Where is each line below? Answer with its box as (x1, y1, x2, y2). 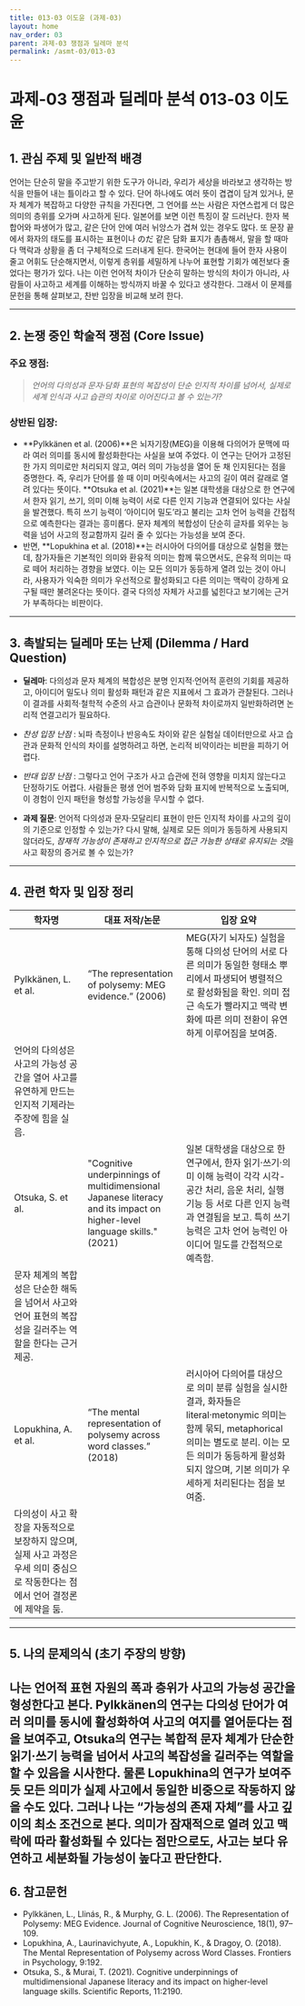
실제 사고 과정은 (14, 1548, 78, 1561)
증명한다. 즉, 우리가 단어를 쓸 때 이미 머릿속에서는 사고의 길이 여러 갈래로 (22, 473, 280, 484)
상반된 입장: (9, 415, 58, 428)
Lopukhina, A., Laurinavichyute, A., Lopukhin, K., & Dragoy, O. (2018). (22, 1938, 281, 1949)
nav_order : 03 (9, 30, 64, 39)
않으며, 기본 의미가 (204, 1462, 280, 1475)
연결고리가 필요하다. (39, 709, 111, 720)
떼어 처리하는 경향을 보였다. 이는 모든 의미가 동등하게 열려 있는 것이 (32, 564, 270, 574)
